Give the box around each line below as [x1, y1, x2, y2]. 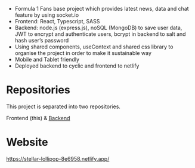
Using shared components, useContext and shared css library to [14, 43, 174, 50]
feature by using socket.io [14, 11, 79, 19]
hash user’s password [14, 37, 69, 44]
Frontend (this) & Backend [6, 114, 70, 121]
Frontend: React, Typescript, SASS [14, 18, 100, 25]
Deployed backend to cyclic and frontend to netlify [14, 62, 140, 69]
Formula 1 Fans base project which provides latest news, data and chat [14, 5, 189, 12]
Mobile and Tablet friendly [14, 56, 79, 63]
